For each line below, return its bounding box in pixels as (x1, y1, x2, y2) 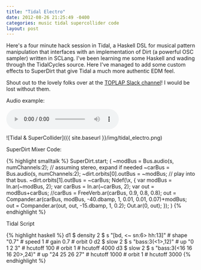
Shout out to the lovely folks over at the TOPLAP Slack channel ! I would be (6, 79, 190, 86)
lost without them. (6, 85, 51, 93)
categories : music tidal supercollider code (6, 20, 119, 26)
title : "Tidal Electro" (6, 8, 66, 15)
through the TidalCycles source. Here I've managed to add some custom (6, 61, 186, 68)
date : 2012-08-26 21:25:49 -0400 (6, 14, 90, 20)
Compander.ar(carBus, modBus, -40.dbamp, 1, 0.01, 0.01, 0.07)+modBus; (6, 196, 187, 203)
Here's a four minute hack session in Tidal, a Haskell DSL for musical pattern (6, 42, 196, 49)
